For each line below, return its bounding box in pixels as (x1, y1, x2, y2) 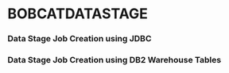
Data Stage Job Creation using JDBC (7, 33, 152, 44)
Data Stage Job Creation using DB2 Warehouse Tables (7, 55, 222, 66)
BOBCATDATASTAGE (7, 5, 148, 23)
